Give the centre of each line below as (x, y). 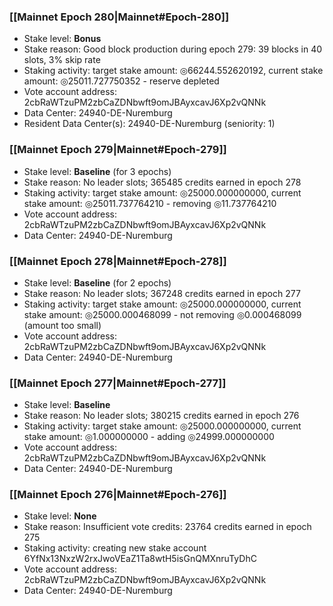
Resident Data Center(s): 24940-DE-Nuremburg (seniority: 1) (149, 124)
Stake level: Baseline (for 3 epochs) (97, 171)
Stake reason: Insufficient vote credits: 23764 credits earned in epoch (167, 527)
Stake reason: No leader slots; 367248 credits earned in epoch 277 (162, 293)
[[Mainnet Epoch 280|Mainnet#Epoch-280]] (119, 17)
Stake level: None (60, 516)
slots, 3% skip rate (62, 60)
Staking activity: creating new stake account (115, 548)
